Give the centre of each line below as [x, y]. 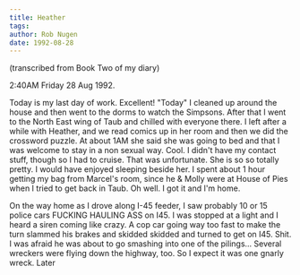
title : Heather [38, 17]
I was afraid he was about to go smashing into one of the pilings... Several [146, 244]
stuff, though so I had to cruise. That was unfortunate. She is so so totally [144, 160]
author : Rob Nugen [43, 34]
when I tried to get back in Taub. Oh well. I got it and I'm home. [125, 188]
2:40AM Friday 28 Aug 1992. [62, 85]
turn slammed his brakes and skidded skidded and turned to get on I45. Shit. [150, 235]
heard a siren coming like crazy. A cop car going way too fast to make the [145, 225]
